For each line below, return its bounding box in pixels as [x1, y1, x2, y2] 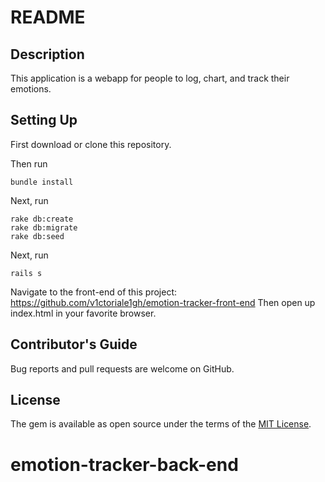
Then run [10, 157, 48, 170]
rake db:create [10, 214, 74, 224]
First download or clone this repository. [10, 138, 172, 150]
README [10, 6, 86, 29]
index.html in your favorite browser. [10, 307, 157, 319]
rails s [10, 268, 43, 278]
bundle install [10, 177, 74, 187]
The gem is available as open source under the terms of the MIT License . [10, 418, 312, 430]
